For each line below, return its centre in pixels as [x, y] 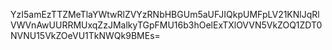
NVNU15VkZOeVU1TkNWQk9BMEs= [85, 35]
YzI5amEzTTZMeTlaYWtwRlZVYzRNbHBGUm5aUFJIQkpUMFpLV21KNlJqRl [165, 14]
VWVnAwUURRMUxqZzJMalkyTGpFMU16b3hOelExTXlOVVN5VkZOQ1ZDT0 [166, 25]
